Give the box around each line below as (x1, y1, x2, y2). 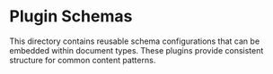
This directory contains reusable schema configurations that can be (9, 36, 260, 46)
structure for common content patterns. (9, 54, 156, 65)
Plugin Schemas (9, 6, 133, 27)
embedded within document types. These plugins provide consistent (9, 45, 264, 55)
